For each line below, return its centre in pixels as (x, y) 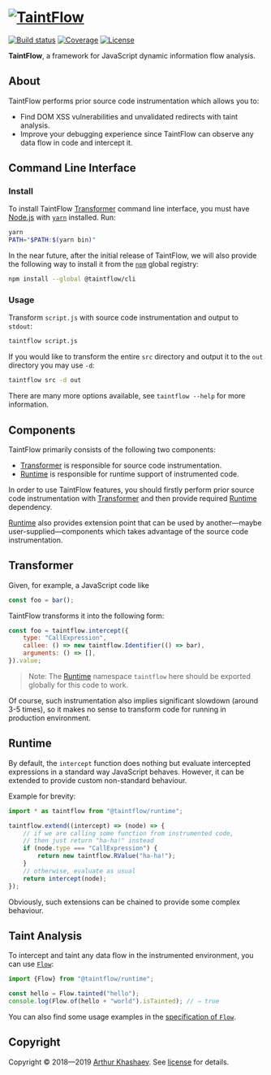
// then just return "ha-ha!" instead (88, 841)
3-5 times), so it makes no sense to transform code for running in (118, 709)
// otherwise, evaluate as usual (80, 871)
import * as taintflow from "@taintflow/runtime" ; (96, 811)
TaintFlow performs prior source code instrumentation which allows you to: (134, 101)
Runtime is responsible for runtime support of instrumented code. (129, 474)
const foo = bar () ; (41, 600)
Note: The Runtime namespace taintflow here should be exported (140, 676)
